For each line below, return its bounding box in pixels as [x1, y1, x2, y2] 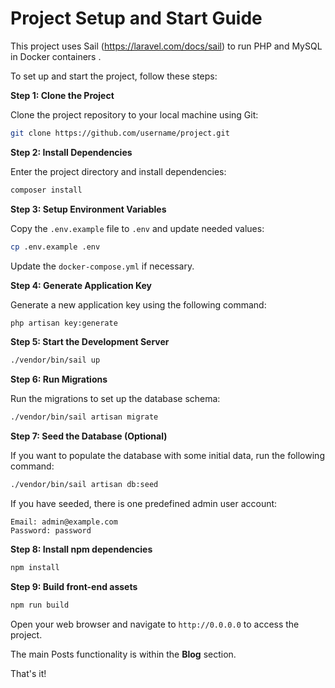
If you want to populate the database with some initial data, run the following [10, 450, 325, 462]
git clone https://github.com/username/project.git [10, 128, 230, 138]
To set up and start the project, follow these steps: [10, 70, 218, 82]
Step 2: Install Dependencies [10, 146, 133, 158]
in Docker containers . [10, 50, 102, 62]
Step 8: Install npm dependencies [10, 543, 153, 556]
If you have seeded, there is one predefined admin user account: [10, 498, 278, 510]
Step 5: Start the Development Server [10, 336, 170, 348]
